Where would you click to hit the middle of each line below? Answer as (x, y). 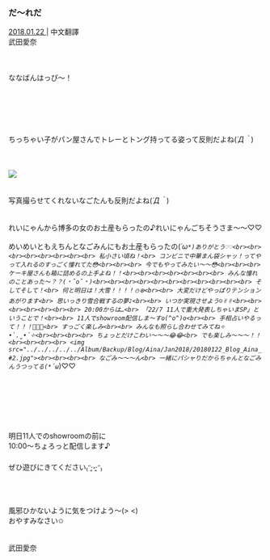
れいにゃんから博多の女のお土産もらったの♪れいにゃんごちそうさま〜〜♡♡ (135, 228)
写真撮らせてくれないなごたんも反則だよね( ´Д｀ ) (89, 200)
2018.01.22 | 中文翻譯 (44, 32)
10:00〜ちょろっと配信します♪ (59, 446)
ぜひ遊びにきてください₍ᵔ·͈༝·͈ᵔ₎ (55, 467)
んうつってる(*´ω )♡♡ (42, 366)
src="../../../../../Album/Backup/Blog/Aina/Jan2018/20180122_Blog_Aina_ (135, 350)
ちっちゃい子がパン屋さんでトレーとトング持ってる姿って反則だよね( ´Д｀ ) (131, 140)
